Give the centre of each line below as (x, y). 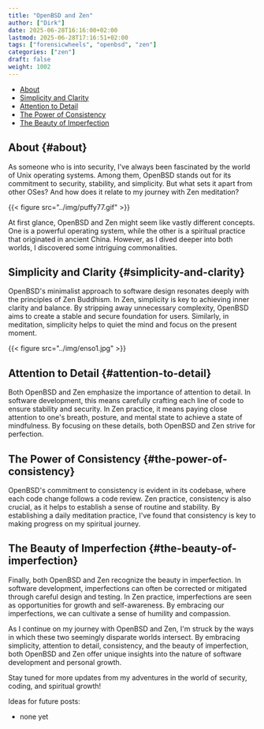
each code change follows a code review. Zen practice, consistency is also (130, 499)
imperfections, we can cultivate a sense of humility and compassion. (119, 613)
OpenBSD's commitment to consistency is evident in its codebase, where (127, 490)
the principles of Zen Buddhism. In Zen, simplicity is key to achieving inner (129, 300)
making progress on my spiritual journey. (74, 524)
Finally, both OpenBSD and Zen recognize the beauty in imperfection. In (125, 580)
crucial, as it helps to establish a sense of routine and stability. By (114, 507)
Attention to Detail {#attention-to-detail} (110, 373)
